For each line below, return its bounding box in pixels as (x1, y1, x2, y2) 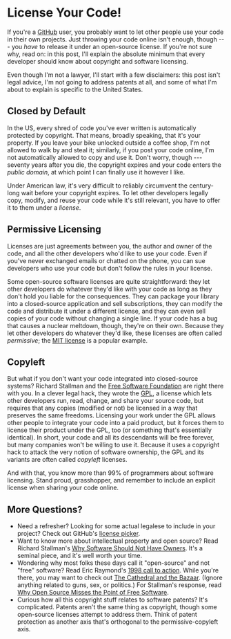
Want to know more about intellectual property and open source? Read (17, 537, 219, 545)
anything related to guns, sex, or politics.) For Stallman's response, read (17, 581, 222, 589)
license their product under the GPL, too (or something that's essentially (7, 426, 212, 434)
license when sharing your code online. (7, 483, 119, 492)
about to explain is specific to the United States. (7, 85, 143, 93)
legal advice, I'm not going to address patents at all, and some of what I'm (7, 78, 217, 86)
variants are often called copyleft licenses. (7, 456, 128, 464)
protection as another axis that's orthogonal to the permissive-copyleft (17, 618, 219, 626)
